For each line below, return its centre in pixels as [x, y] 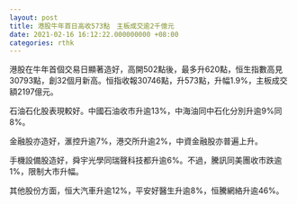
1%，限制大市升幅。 [46, 172]
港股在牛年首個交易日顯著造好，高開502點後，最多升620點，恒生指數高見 [146, 69]
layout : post [34, 18]
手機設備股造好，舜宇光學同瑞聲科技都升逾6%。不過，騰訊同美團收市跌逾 [146, 160]
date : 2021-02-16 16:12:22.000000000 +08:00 [94, 34]
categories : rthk [42, 43]
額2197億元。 [34, 92]
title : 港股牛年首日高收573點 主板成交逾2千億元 [92, 26]
